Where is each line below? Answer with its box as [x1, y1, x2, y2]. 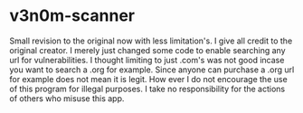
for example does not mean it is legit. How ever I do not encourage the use [9, 73, 288, 84]
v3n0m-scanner [9, 5, 136, 26]
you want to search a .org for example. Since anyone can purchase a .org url [9, 64, 295, 75]
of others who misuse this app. [9, 92, 125, 104]
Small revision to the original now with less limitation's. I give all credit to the [9, 35, 293, 46]
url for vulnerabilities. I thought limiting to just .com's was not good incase [9, 54, 285, 65]
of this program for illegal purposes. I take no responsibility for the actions [9, 83, 286, 94]
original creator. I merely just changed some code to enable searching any [9, 44, 287, 55]
